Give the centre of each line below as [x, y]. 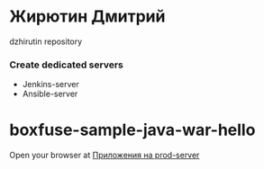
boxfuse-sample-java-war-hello [132, 130]
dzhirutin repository [46, 41]
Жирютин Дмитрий [87, 17]
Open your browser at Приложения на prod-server [105, 156]
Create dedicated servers [66, 65]
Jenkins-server [50, 84]
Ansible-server [50, 94]
